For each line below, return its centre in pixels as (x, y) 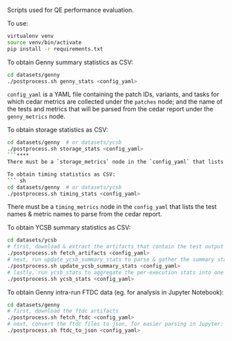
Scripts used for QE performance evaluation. (71, 10)
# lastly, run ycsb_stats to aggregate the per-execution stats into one (116, 273)
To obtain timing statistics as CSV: (61, 174)
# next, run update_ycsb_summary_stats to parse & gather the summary (111, 259)
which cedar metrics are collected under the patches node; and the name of (115, 102)
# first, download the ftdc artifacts (63, 311)
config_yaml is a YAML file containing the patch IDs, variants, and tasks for (113, 94)
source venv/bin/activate (44, 42)
